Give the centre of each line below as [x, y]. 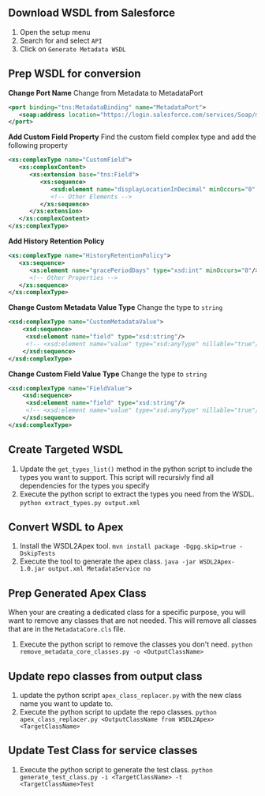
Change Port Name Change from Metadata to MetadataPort [106, 92]
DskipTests [37, 554]
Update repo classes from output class [105, 676]
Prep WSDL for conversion [75, 74]
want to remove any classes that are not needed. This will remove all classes [132, 621]
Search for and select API [61, 40]
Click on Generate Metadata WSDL [73, 49]
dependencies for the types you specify [84, 485]
